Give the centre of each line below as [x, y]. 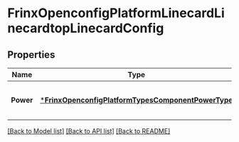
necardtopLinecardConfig [86, 28]
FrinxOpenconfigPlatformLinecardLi [116, 13]
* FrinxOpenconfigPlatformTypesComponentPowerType [137, 100]
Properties [31, 55]
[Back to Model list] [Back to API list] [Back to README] [89, 131]
